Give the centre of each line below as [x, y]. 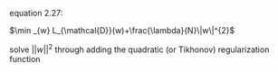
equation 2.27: [36, 13]
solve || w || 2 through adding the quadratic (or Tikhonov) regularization [139, 49]
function [25, 58]
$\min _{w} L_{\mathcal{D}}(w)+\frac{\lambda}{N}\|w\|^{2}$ [122, 30]
